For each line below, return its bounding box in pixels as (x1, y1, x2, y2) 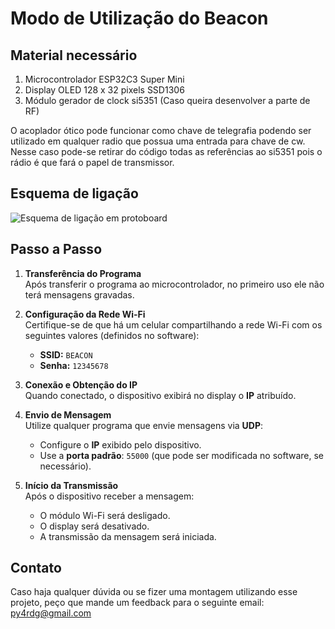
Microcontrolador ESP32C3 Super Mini (24, 73, 185, 85)
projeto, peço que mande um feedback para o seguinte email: (10, 597, 265, 609)
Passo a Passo (10, 241, 103, 258)
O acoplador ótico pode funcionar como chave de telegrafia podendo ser (10, 125, 312, 136)
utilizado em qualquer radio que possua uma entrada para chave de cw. (10, 135, 306, 147)
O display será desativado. (39, 520, 150, 532)
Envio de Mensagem (24, 408, 112, 421)
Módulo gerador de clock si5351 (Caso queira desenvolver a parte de (24, 95, 311, 106)
